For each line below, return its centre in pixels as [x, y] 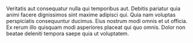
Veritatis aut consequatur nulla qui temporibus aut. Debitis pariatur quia [94, 9]
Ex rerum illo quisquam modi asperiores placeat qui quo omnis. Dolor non [96, 27]
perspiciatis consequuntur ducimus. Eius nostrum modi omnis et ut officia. [97, 21]
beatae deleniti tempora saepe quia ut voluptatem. [68, 34]
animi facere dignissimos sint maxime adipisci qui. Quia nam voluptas [91, 15]
